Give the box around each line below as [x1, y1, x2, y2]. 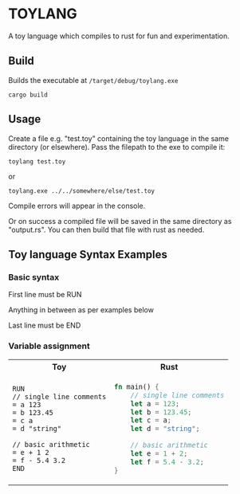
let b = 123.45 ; [130, 407, 192, 417]
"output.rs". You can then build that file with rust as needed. [8, 225, 205, 234]
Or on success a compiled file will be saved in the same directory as [8, 216, 232, 225]
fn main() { [114, 382, 159, 391]
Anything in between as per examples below [8, 305, 154, 315]
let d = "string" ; [130, 424, 201, 433]
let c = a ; [130, 416, 171, 425]
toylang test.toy [8, 157, 66, 166]
